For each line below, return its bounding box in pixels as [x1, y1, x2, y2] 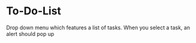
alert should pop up [6, 30, 54, 37]
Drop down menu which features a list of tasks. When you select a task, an [6, 24, 190, 31]
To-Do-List [6, 4, 62, 18]
